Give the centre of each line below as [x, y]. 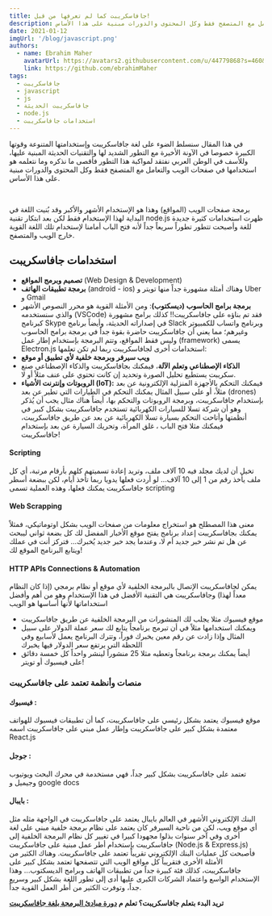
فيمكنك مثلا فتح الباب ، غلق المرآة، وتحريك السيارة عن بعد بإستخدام [122, 425]
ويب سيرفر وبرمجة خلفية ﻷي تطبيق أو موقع [85, 357]
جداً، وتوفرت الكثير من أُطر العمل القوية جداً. [75, 887]
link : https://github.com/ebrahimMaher [91, 69]
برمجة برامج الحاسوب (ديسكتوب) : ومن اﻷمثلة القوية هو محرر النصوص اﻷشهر [136, 305]
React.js [23, 737]
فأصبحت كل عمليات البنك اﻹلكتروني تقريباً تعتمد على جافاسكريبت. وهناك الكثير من [132, 853]
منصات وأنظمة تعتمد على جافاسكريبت [75, 683]
